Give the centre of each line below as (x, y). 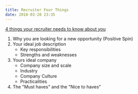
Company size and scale (46, 65)
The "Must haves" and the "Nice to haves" (57, 86)
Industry (29, 70)
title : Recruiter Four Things (37, 10)
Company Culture (38, 76)
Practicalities (33, 81)
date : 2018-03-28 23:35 (30, 15)
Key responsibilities (40, 49)
